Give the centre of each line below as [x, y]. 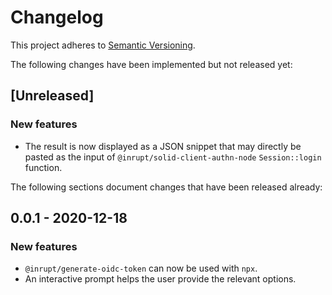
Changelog [57, 17]
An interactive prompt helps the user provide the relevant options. [160, 279]
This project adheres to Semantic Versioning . [103, 45]
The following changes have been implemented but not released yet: [151, 64]
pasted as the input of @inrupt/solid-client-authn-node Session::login [173, 157]
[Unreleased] [52, 96]
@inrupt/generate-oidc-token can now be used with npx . [141, 268]
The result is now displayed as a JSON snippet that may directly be [163, 146]
